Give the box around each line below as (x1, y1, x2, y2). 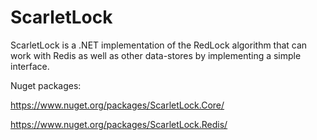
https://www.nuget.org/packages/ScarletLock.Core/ (10, 99, 225, 111)
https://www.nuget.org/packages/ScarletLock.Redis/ (10, 118, 228, 130)
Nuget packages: (10, 79, 82, 91)
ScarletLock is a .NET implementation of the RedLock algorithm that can (10, 39, 308, 51)
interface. (10, 60, 50, 72)
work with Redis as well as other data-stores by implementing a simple (10, 49, 302, 61)
